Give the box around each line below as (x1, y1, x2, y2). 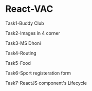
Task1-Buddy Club (5, 20, 45, 26)
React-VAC (5, 3, 53, 15)
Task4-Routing (5, 50, 37, 56)
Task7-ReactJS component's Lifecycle (5, 80, 87, 86)
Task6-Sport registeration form (5, 70, 71, 76)
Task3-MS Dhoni (5, 40, 41, 46)
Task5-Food (5, 60, 31, 66)
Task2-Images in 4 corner (5, 30, 61, 36)
